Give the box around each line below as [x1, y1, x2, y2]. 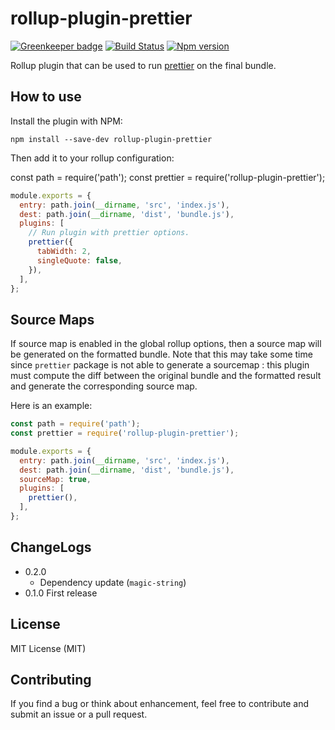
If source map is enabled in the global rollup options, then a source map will [10, 338, 322, 350]
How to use [10, 88, 82, 106]
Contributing [10, 671, 92, 688]
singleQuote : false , [36, 255, 123, 266]
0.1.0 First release [24, 587, 98, 599]
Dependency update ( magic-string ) [39, 576, 187, 588]
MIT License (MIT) [10, 642, 87, 654]
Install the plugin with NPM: [10, 115, 123, 127]
